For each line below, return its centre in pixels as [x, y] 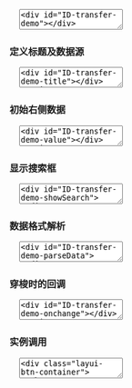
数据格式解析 [38, 225]
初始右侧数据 [38, 110]
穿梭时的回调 [38, 284]
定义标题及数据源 [47, 52]
